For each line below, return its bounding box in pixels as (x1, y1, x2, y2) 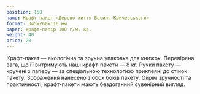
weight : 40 (6, 32, 34, 38)
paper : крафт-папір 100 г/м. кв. (6, 26, 92, 33)
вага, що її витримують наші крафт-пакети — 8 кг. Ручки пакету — (6, 61, 181, 68)
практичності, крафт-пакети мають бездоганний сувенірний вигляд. (6, 80, 186, 88)
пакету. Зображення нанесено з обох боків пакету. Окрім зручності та (6, 74, 191, 81)
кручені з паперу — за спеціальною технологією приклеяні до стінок (6, 68, 188, 74)
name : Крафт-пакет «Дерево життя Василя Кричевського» (6, 15, 150, 21)
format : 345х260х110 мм (6, 20, 67, 26)
